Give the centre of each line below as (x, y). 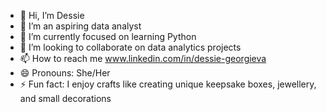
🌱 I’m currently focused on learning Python (108, 36)
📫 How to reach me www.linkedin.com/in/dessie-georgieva (143, 58)
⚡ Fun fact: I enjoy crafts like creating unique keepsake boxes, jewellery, (168, 84)
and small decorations (65, 98)
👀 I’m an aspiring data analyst (80, 26)
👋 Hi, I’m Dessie (52, 15)
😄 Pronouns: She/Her (65, 73)
